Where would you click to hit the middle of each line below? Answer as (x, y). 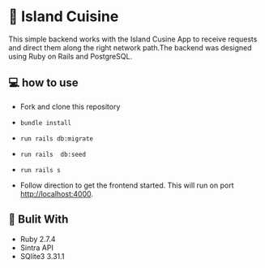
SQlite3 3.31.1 (42, 256)
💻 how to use (43, 83)
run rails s (40, 170)
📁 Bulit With (38, 220)
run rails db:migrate (56, 138)
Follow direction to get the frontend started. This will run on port (127, 185)
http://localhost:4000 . (57, 193)
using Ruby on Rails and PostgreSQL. (70, 56)
